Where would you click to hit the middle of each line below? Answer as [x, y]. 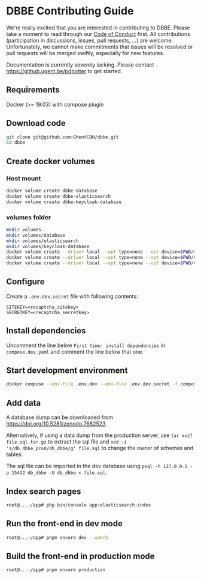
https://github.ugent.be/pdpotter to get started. [64, 71]
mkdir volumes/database [36, 235]
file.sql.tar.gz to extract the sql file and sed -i [67, 442]
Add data [24, 403]
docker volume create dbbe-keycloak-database [64, 202]
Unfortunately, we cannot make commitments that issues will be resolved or [100, 47]
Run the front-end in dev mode [64, 524]
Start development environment [67, 371]
